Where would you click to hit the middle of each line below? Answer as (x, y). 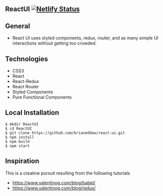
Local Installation (32, 113)
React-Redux (26, 81)
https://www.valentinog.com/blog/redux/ (54, 188)
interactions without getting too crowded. (54, 43)
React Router (26, 87)
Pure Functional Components (42, 97)
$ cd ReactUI (19, 129)
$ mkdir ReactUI (22, 124)
